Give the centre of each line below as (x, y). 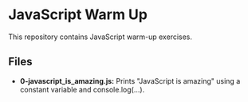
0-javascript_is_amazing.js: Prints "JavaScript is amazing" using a (130, 80)
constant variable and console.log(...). (82, 89)
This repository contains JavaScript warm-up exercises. (100, 37)
